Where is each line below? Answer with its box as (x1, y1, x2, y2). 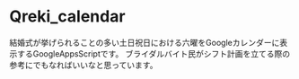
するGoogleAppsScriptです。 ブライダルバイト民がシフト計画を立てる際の (16, 48, 291, 59)
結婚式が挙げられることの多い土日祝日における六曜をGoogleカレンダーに (9, 37, 280, 48)
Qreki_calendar (9, 6, 126, 27)
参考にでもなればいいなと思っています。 (9, 59, 158, 70)
